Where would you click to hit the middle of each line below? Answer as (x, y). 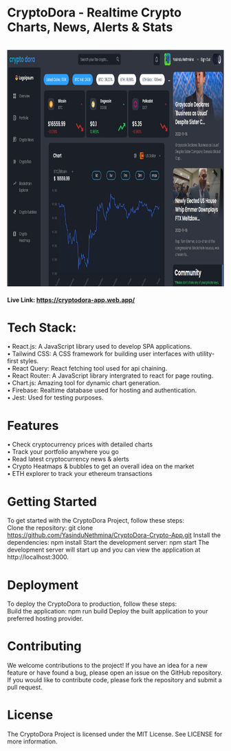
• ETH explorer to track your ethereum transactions (80, 474)
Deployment (43, 585)
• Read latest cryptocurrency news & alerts (68, 459)
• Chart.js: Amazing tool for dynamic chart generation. (84, 383)
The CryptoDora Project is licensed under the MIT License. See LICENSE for (115, 734)
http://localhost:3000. (38, 557)
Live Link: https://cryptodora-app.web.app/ (71, 300)
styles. (29, 361)
